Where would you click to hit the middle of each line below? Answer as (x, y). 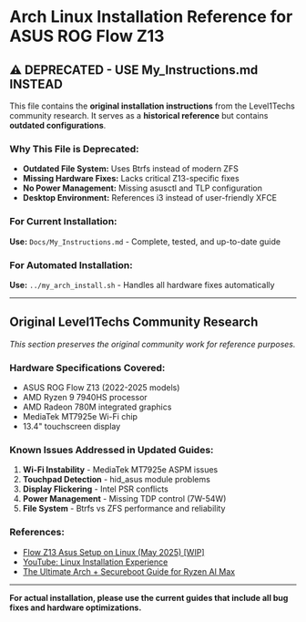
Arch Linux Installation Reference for (151, 17)
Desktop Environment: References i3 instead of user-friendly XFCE (150, 198)
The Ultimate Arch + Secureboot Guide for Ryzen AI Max (128, 571)
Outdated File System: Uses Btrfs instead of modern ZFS (130, 169)
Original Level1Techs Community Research (134, 322)
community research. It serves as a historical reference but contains (139, 115)
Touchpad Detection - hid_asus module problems (117, 480)
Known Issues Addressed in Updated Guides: (112, 450)
